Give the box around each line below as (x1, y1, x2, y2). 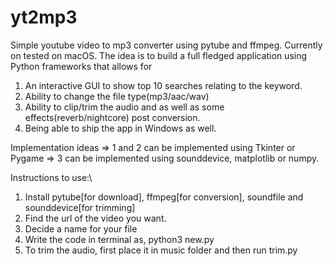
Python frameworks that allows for (10, 60, 153, 72)
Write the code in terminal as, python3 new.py (24, 233, 215, 245)
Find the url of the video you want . (24, 212, 167, 224)
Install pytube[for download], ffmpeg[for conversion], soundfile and (24, 191, 304, 203)
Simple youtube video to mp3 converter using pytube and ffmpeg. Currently (10, 39, 323, 51)
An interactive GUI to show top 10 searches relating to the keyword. (24, 79, 303, 91)
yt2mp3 (10, 6, 78, 29)
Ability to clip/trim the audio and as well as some (24, 101, 225, 113)
